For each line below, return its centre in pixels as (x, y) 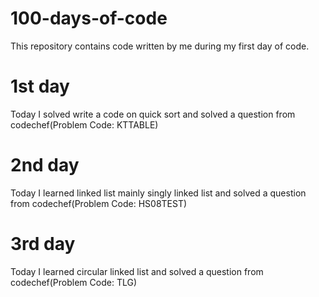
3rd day (43, 244)
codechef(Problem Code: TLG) (73, 282)
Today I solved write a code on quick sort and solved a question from (153, 114)
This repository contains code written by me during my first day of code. (160, 46)
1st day (40, 86)
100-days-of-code (89, 18)
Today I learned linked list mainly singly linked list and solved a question (158, 193)
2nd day (45, 165)
